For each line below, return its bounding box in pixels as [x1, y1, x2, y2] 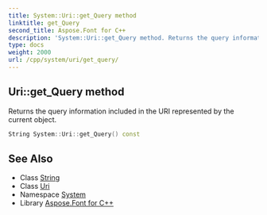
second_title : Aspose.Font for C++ [8, 26, 126, 34]
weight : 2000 [8, 48, 52, 56]
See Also [8, 152, 53, 165]
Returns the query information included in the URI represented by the [8, 106, 234, 116]
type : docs [8, 41, 44, 49]
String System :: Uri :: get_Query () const [8, 130, 141, 138]
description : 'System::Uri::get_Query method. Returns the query [8, 33, 229, 42]
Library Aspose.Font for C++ [19, 198, 114, 208]
